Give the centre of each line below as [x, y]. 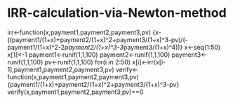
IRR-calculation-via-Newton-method [117, 13]
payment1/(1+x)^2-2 [36, 47]
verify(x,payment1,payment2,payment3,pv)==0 [75, 92]
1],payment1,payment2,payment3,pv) [61, 69]
